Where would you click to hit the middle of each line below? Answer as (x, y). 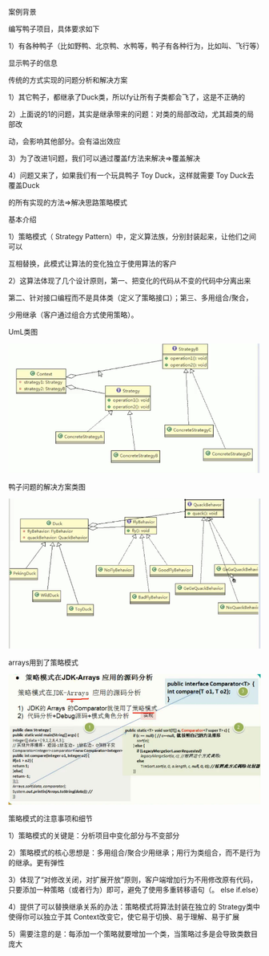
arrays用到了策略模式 (43, 663)
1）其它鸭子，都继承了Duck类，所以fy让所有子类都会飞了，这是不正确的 (127, 97)
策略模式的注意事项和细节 (50, 819)
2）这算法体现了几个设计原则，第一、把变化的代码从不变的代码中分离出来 (130, 281)
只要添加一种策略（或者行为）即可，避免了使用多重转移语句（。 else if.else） (135, 890)
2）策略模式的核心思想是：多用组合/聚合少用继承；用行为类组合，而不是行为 (134, 852)
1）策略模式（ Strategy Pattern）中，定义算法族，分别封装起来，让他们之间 (132, 236)
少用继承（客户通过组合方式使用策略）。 (73, 315)
